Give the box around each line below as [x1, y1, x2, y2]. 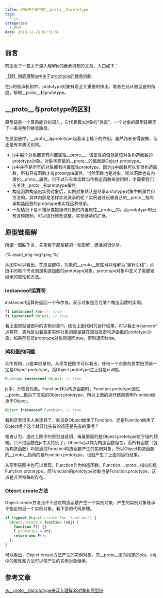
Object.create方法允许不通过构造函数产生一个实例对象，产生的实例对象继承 [5, 499, 156, 505]
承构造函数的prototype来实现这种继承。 [12, 200, 92, 206]
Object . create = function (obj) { [9, 520, 79, 525]
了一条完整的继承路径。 [5, 125, 52, 131]
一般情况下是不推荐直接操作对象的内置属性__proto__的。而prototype [12, 206, 148, 212]
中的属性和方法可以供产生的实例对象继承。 [5, 558, 90, 563]
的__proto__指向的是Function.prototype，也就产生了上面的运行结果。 [5, 452, 142, 457]
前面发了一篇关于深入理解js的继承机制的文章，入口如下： [5, 63, 119, 69]
